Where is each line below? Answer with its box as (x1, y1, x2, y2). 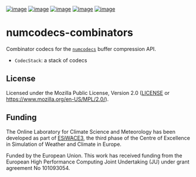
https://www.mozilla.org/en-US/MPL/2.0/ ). (6, 96, 109, 103)
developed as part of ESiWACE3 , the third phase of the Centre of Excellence (6, 134, 191, 141)
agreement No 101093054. (6, 164, 70, 171)
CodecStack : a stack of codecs (14, 56, 87, 64)
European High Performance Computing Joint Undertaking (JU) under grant (6, 158, 190, 165)
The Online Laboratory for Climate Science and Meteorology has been (6, 128, 176, 135)
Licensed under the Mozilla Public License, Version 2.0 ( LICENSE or (6, 89, 170, 96)
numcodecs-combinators (6, 26, 134, 39)
